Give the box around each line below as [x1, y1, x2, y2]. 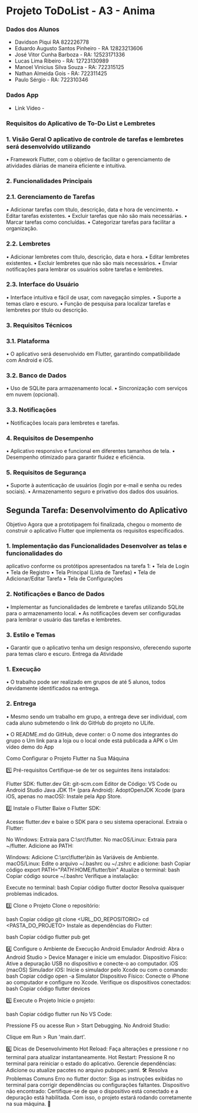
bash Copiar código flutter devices [6, 985, 90, 992]
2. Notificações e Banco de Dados [6, 590, 105, 598]
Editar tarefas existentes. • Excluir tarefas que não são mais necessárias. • [6, 213, 187, 220]
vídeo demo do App [6, 743, 54, 750]
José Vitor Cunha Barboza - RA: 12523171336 [14, 51, 126, 58]
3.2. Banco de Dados [6, 371, 67, 379]
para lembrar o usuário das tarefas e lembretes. [6, 616, 122, 623]
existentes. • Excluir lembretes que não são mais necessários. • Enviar [6, 259, 178, 266]
